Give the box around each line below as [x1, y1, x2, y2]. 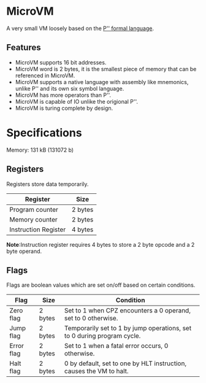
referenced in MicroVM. [15, 72, 75, 79]
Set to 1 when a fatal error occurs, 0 [64, 342, 169, 350]
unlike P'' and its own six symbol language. [15, 85, 124, 92]
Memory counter [9, 215, 58, 223]
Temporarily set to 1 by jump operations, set [64, 324, 192, 333]
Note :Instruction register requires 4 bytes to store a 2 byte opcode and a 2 [6, 241, 195, 248]
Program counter [9, 205, 58, 214]
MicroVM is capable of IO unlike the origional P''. [15, 98, 139, 105]
